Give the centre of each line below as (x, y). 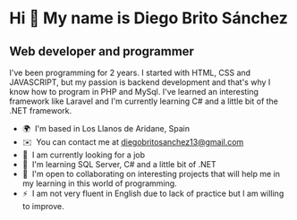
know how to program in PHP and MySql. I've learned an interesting (134, 92)
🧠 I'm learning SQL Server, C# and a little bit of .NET (119, 164)
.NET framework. (41, 110)
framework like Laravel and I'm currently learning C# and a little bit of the (144, 101)
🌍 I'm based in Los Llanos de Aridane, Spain (106, 128)
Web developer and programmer (102, 51)
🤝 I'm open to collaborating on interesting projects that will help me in (151, 174)
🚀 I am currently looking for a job (84, 155)
